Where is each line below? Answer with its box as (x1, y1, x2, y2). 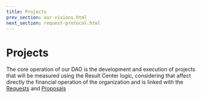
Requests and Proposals (6, 85, 67, 92)
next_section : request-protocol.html (6, 20, 101, 26)
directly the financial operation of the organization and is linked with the (6, 79, 184, 86)
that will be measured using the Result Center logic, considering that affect (6, 72, 191, 79)
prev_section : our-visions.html (6, 14, 87, 20)
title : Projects (6, 8, 47, 15)
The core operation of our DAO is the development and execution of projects (6, 66, 196, 73)
